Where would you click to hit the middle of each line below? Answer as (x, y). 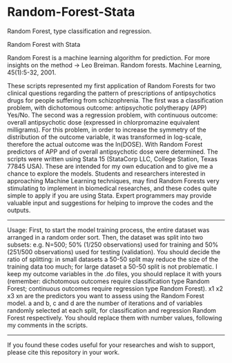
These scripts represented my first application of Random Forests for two (112, 85)
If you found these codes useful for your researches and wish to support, (111, 344)
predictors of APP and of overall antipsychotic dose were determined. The (113, 152)
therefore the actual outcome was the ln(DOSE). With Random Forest (105, 144)
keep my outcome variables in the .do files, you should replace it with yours (115, 273)
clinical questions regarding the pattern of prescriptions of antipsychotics (112, 93)
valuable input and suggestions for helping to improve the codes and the (110, 203)
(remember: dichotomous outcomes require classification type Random (108, 281)
